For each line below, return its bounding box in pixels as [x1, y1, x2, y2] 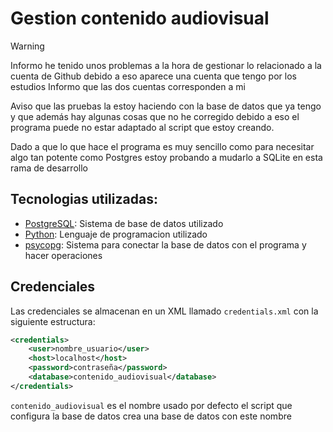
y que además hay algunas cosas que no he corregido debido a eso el [10, 110, 300, 122]
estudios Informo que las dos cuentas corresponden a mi [10, 80, 246, 92]
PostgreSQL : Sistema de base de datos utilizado [24, 217, 224, 229]
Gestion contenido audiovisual [10, 7, 270, 30]
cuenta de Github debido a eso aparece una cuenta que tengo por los [10, 70, 297, 82]
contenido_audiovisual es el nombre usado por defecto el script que [10, 399, 293, 411]
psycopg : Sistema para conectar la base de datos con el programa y [24, 238, 307, 251]
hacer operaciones [24, 249, 103, 261]
